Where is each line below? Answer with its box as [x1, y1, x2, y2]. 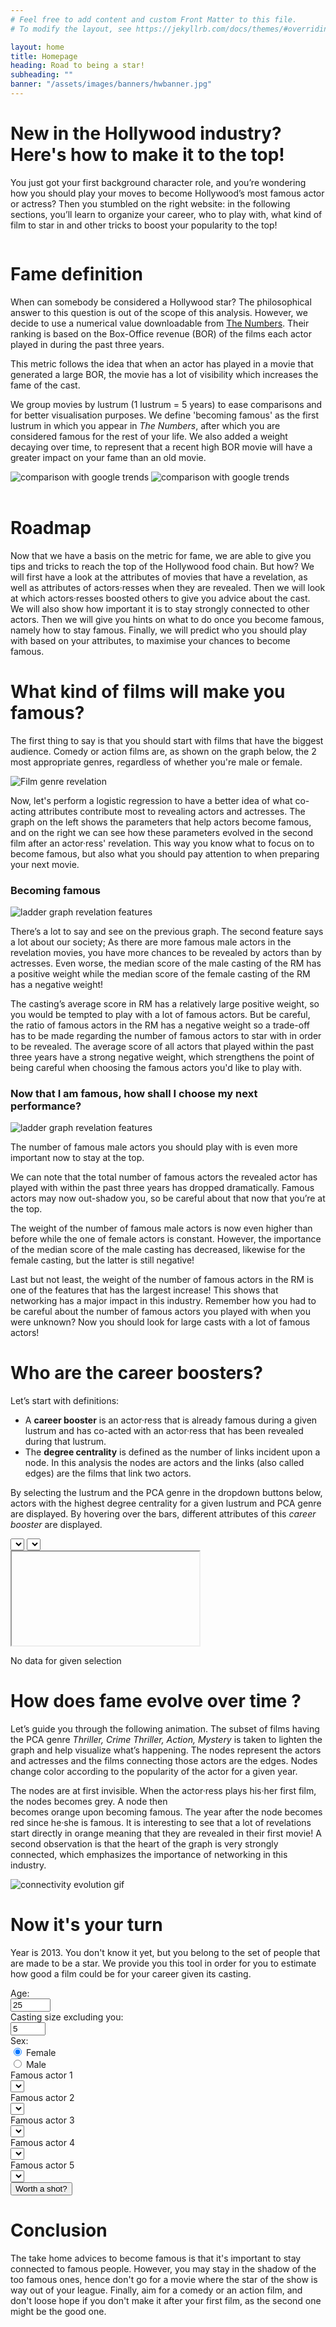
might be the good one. [10, 2305, 107, 2317]
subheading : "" [10, 70, 74, 80]
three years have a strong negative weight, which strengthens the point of [10, 1051, 315, 1063]
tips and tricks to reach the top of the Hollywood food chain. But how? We [10, 560, 315, 572]
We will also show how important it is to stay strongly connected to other [10, 602, 310, 615]
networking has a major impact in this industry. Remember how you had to [10, 1295, 317, 1307]
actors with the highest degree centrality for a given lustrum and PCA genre [10, 1497, 322, 1510]
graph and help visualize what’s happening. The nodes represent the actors [10, 1744, 322, 1756]
